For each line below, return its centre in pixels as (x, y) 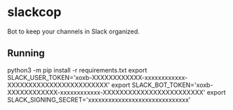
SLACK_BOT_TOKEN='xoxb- (172, 85)
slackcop (34, 12)
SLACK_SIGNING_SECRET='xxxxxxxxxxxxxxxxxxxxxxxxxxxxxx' (99, 100)
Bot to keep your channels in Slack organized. (74, 31)
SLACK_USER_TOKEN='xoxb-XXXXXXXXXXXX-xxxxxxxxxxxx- (98, 77)
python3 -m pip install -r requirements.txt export (77, 70)
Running (26, 53)
